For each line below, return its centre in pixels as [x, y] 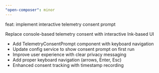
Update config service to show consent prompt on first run [73, 49]
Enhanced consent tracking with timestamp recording [68, 65]
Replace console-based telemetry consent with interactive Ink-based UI [80, 34]
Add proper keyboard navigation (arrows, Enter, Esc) [67, 60]
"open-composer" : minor [30, 10]
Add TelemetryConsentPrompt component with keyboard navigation [83, 44]
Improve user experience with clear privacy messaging [69, 54]
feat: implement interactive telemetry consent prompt [60, 24]
